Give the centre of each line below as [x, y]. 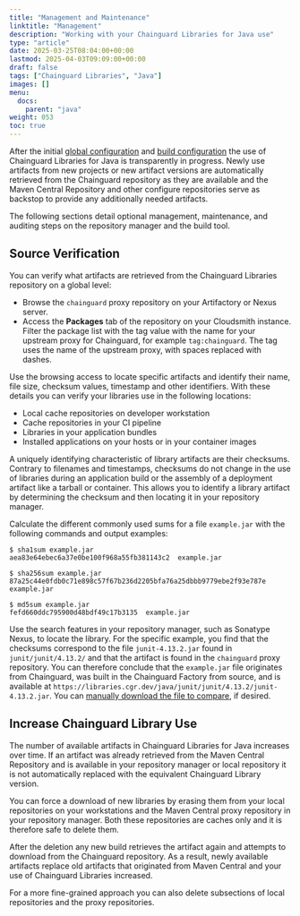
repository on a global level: [60, 285]
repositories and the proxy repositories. [82, 902]
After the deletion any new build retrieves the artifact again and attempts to [148, 846]
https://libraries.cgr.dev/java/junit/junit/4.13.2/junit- [166, 687]
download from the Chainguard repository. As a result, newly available [139, 856]
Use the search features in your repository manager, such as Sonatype [140, 629]
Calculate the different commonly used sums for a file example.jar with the [147, 524]
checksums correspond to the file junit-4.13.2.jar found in [121, 648]
